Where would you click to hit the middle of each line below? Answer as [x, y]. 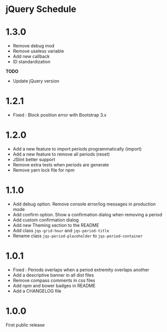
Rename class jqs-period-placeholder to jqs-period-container [78, 236]
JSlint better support [34, 160]
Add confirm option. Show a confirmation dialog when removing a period [87, 214]
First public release [25, 325]
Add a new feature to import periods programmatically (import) [77, 149]
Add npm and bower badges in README [54, 286]
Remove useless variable [38, 51]
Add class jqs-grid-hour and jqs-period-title [61, 230]
